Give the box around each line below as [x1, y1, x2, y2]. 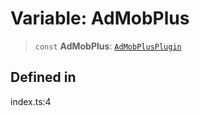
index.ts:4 [10, 95, 52, 107]
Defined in [10, 69, 77, 86]
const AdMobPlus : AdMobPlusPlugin [34, 40, 182, 52]
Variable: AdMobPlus [10, 7, 190, 30]
